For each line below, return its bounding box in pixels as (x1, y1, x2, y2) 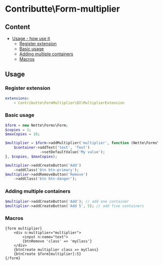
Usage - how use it (12, 35, 50, 41)
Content (5, 23, 31, 31)
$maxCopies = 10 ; (5, 132, 40, 137)
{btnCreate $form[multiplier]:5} (14, 251, 81, 256)
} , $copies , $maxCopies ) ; (5, 154, 57, 159)
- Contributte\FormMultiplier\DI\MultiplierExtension (14, 100, 125, 105)
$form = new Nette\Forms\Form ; (5, 123, 68, 128)
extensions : (5, 96, 29, 100)
